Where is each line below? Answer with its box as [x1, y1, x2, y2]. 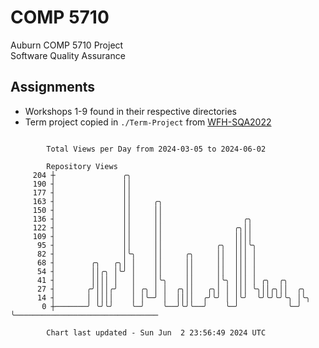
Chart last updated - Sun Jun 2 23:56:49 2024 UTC [46, 327, 267, 338]
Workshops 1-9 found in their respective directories [24, 105, 237, 117]
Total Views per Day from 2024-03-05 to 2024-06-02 [46, 144, 267, 154]
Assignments [10, 79, 96, 96]
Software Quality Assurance [10, 49, 126, 61]
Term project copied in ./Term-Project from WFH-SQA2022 [24, 116, 272, 128]
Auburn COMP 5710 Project [10, 39, 124, 51]
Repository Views [46, 161, 118, 171]
